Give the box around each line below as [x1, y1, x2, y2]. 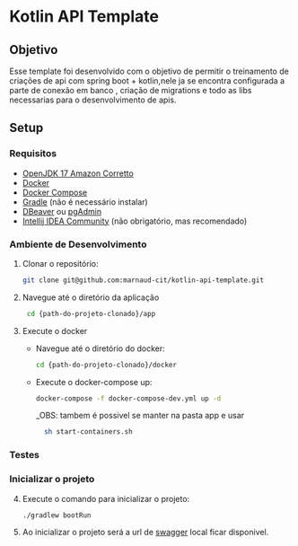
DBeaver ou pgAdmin [22, 206, 101, 216]
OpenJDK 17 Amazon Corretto [22, 168, 135, 179]
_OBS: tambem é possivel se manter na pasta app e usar [35, 410, 245, 421]
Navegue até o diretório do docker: [35, 343, 166, 354]
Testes [9, 449, 40, 462]
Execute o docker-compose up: [35, 376, 153, 387]
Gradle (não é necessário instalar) [22, 196, 148, 207]
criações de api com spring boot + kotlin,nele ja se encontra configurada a [9, 75, 285, 86]
